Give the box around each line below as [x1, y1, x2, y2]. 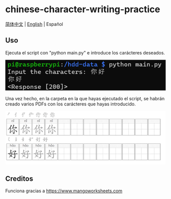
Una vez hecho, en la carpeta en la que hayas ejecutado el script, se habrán [5, 96, 165, 102]
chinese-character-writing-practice [5, 4, 160, 15]
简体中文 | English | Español [5, 21, 64, 27]
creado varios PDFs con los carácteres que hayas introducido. [5, 101, 136, 107]
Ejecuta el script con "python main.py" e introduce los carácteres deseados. [5, 49, 165, 55]
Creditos [5, 174, 34, 183]
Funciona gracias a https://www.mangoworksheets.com [5, 188, 123, 194]
